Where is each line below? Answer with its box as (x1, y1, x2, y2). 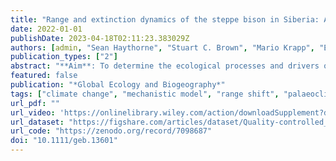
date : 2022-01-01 (10, 24, 83, 34)
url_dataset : (10, 117, 65, 127)
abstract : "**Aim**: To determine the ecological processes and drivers (10, 61, 320, 71)
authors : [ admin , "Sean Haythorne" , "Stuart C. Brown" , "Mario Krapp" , (10, 42, 315, 53)
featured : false (10, 71, 78, 81)
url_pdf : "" (10, 98, 60, 108)
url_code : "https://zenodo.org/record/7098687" (10, 126, 213, 136)
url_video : (10, 107, 56, 118)
